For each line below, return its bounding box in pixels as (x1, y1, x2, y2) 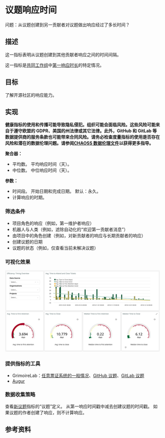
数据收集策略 (5, 391, 36, 398)
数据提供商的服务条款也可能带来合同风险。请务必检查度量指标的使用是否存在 (5, 134, 160, 140)
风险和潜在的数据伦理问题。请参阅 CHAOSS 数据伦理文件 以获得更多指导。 (5, 140, 154, 146)
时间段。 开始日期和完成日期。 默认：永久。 (12, 188, 101, 194)
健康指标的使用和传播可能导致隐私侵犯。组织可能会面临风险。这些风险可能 (5, 122, 156, 128)
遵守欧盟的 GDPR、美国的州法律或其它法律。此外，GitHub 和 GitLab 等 (13, 128, 157, 134)
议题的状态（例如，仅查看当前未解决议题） (12, 245, 99, 251)
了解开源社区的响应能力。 (5, 92, 57, 98)
